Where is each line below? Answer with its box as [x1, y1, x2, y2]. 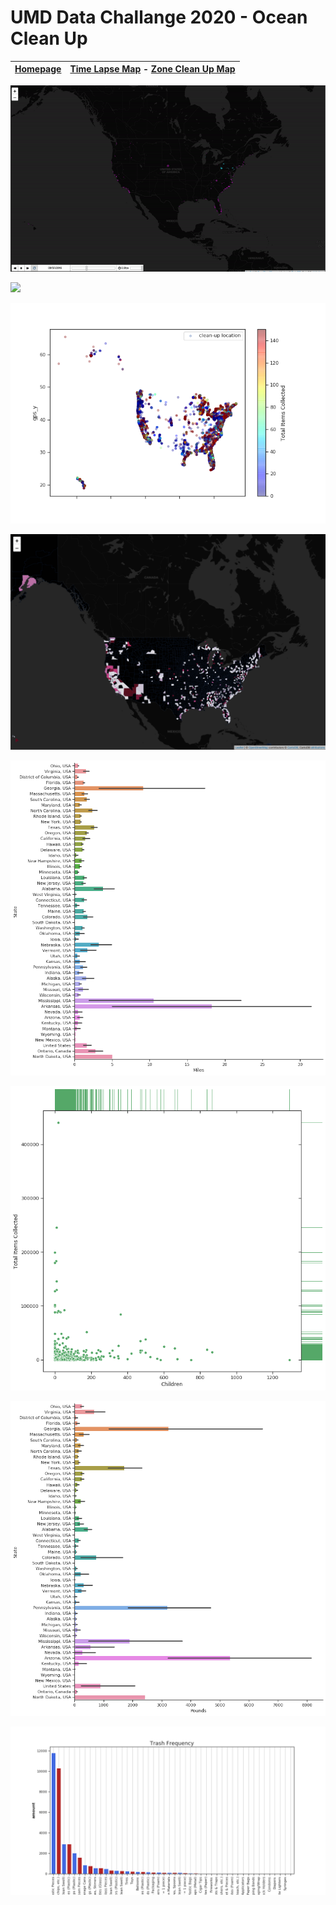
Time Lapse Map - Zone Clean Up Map [69, 63, 236, 75]
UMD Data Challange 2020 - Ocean [10, 6, 308, 29]
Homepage [14, 63, 62, 75]
